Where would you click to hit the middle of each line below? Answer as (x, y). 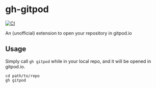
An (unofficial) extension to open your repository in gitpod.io (69, 33)
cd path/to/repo (22, 76)
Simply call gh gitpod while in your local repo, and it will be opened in (78, 61)
